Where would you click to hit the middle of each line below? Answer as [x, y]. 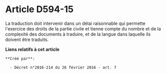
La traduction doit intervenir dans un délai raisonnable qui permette [75, 23]
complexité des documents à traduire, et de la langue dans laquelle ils [78, 34]
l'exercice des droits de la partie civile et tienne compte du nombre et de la [83, 28]
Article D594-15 [39, 9]
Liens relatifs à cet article [32, 49]
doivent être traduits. [27, 40]
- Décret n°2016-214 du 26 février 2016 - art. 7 [63, 67]
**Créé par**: [20, 59]
